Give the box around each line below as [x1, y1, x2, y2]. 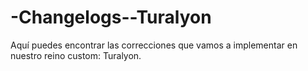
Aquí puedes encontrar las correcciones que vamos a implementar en [10, 39, 298, 51]
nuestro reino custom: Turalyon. [10, 49, 142, 61]
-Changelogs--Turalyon [10, 6, 212, 29]
